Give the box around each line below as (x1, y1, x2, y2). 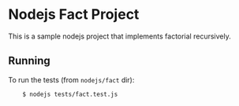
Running (8, 54, 51, 68)
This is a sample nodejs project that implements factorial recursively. (8, 31, 231, 41)
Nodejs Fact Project (8, 5, 140, 24)
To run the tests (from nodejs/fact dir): (8, 75, 135, 84)
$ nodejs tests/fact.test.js (22, 90, 118, 98)
